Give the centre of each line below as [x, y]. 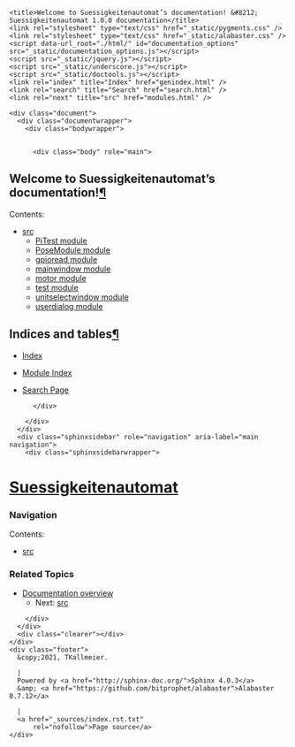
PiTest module [61, 240]
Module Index [47, 372]
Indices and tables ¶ [64, 335]
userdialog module [69, 306]
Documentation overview [68, 593]
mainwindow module [73, 269]
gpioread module [66, 259]
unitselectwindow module [82, 297]
